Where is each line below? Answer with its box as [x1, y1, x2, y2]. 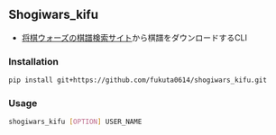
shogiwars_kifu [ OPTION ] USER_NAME [8, 117, 143, 127]
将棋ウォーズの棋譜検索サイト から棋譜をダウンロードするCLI [21, 31, 248, 43]
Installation [8, 55, 60, 67]
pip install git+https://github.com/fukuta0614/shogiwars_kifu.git [8, 76, 268, 85]
